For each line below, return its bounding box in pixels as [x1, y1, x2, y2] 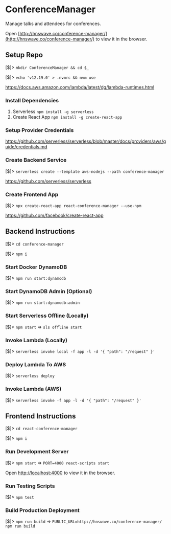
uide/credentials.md [5, 144, 47, 150]
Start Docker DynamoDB [5, 263, 67, 271]
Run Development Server [5, 448, 69, 455]
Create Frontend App [5, 191, 59, 198]
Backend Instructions [5, 227, 75, 236]
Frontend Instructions [5, 412, 76, 420]
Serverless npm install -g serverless [12, 108, 94, 115]
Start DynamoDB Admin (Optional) [5, 287, 92, 295]
